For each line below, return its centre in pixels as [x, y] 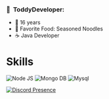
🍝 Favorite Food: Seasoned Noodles [59, 29]
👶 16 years [27, 23]
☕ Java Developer [37, 36]
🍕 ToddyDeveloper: [35, 10]
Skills [20, 62]
